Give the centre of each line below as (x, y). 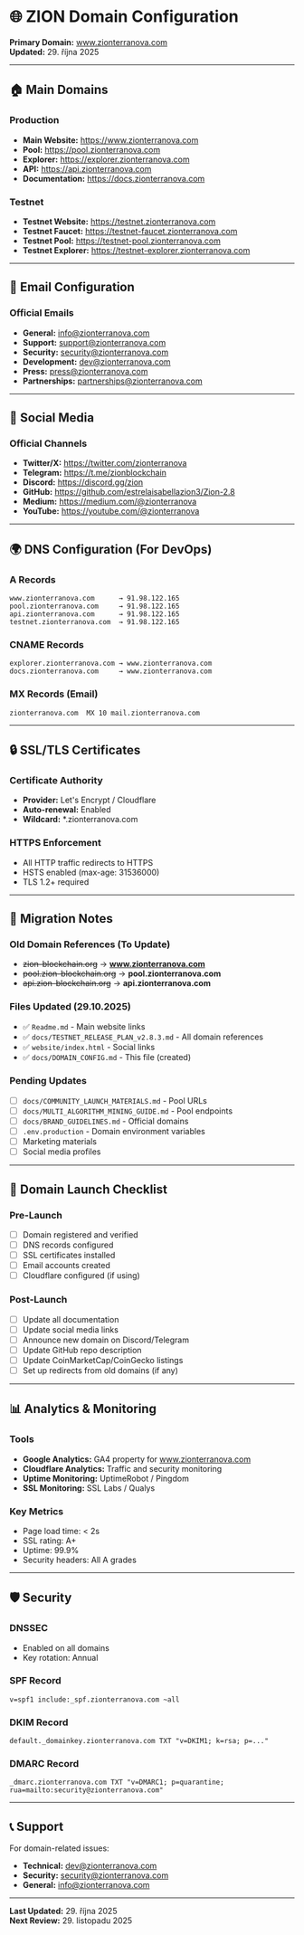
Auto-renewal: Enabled (66, 810)
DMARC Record (44, 1764)
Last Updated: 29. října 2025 (63, 1911)
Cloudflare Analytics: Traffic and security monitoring (122, 1468)
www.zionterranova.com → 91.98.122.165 (95, 598)
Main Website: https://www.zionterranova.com (110, 140)
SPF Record (35, 1681)
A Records (33, 579)
